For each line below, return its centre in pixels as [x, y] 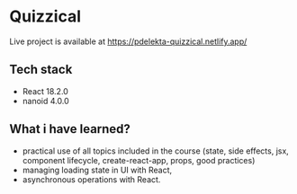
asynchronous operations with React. [91, 179]
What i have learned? [70, 129]
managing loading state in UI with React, [97, 170]
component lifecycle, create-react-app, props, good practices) [139, 160]
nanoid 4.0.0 [45, 101]
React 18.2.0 [45, 91]
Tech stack [41, 70]
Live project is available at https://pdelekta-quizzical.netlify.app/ [128, 41]
